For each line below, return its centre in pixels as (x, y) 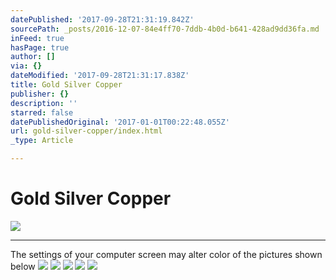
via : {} (26, 66)
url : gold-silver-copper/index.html (86, 131)
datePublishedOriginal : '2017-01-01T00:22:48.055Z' (120, 122)
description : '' (44, 103)
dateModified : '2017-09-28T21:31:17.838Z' (100, 76)
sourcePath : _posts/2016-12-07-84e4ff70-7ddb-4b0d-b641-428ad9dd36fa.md (165, 29)
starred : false (42, 112)
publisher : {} (40, 94)
